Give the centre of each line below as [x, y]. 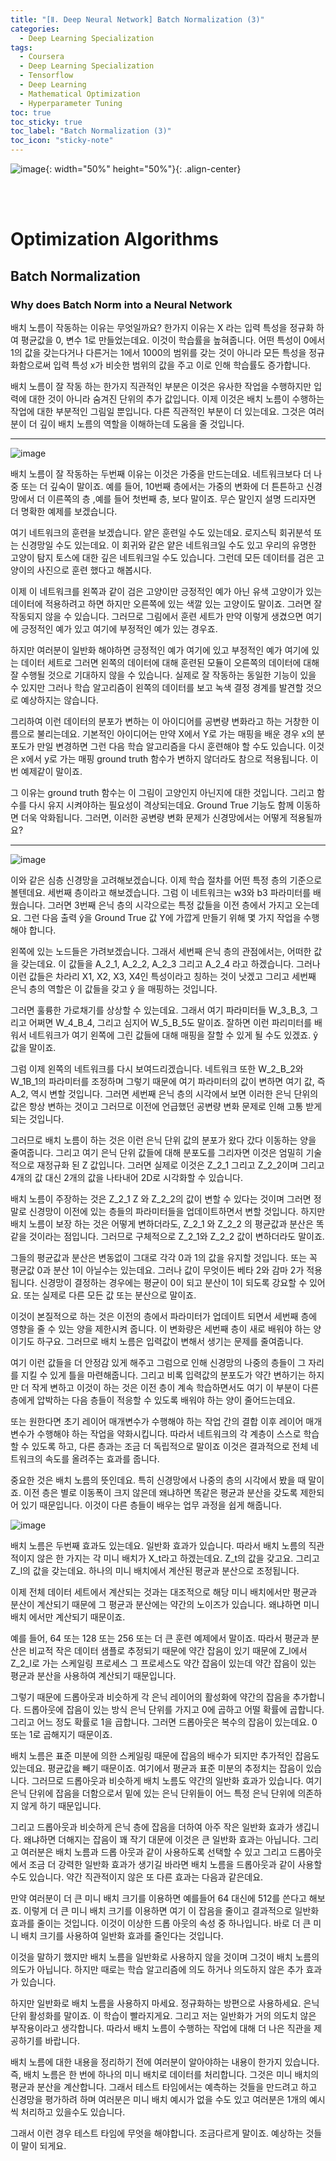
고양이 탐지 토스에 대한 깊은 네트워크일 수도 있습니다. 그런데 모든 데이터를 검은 [162, 557]
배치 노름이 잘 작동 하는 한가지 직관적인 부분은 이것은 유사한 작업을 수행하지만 [161, 386]
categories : [35, 29]
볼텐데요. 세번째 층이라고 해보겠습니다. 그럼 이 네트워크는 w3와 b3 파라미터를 [161, 892]
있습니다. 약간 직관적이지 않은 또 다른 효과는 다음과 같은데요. [146, 1877]
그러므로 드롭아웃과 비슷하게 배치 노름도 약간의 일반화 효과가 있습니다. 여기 [177, 1780]
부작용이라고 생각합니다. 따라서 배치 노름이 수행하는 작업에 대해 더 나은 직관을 [161, 2028]
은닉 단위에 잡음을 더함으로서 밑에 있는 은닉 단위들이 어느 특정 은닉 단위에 [153, 1793]
